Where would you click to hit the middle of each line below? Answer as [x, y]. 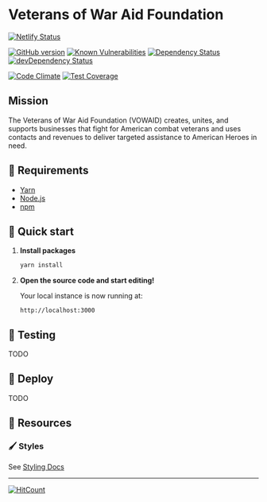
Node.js [33, 198]
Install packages [48, 251]
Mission [29, 101]
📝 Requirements [48, 171]
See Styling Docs [37, 466]
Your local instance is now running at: [81, 296]
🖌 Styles [26, 446]
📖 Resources [40, 423]
